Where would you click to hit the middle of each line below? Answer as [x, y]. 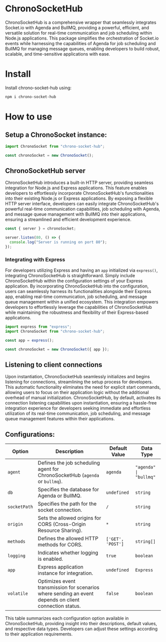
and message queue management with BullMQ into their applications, [76, 214]
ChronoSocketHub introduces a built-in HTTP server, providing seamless [79, 183]
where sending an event [66, 594]
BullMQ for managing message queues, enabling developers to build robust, [83, 49]
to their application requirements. [39, 634]
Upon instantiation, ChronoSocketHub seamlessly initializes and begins [78, 377]
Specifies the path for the [67, 504]
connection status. [59, 606]
